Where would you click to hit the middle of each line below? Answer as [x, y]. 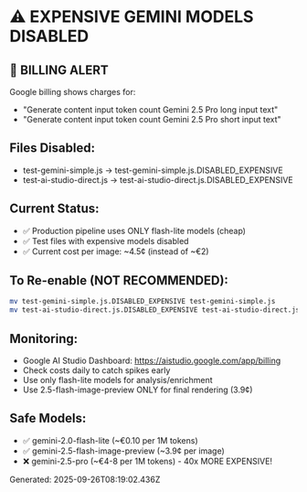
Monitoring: [44, 339]
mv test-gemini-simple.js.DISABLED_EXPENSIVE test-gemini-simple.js [143, 302]
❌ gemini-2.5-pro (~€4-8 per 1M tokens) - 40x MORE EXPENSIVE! [147, 461]
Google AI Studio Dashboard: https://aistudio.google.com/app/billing [152, 360]
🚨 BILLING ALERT [59, 70]
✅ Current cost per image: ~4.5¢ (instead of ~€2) [116, 251]
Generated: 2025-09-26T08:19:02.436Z [85, 479]
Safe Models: [48, 418]
